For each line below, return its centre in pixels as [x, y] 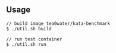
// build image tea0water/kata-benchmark [58, 23]
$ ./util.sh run [26, 44]
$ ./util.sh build [29, 29]
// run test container [34, 39]
